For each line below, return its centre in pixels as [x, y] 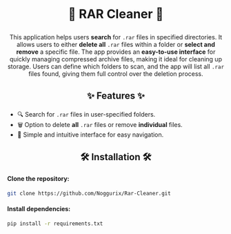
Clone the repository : [38, 178]
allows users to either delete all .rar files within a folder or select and [116, 45]
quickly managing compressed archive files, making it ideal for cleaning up [116, 59]
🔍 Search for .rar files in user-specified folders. [86, 114]
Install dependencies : [39, 209]
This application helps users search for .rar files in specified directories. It [116, 37]
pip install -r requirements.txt [55, 224]
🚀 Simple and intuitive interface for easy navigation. [90, 135]
